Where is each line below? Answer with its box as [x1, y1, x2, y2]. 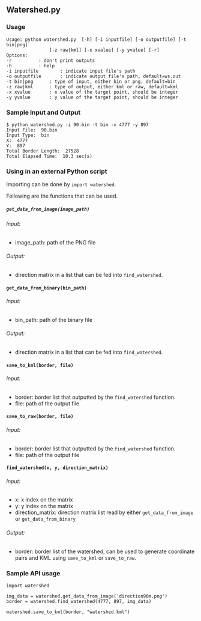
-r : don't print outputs [6, 57, 95, 64]
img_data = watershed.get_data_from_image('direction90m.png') [6, 593, 168, 599]
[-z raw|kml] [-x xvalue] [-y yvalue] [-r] [49, 47, 160, 53]
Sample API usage [6, 569, 61, 577]
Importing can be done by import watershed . [6, 181, 116, 188]
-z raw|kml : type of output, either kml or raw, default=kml [6, 83, 179, 89]
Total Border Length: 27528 [6, 148, 79, 154]
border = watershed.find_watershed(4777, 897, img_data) [6, 598, 152, 604]
